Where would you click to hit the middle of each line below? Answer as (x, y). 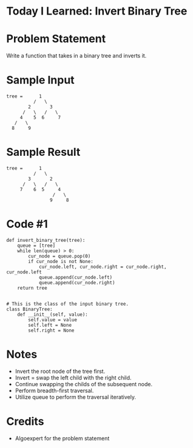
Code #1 (27, 224)
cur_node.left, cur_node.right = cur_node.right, (103, 267)
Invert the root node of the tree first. (60, 371)
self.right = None (51, 330)
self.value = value (53, 319)
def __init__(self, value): (52, 314)
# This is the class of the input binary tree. (68, 304)
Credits (25, 422)
